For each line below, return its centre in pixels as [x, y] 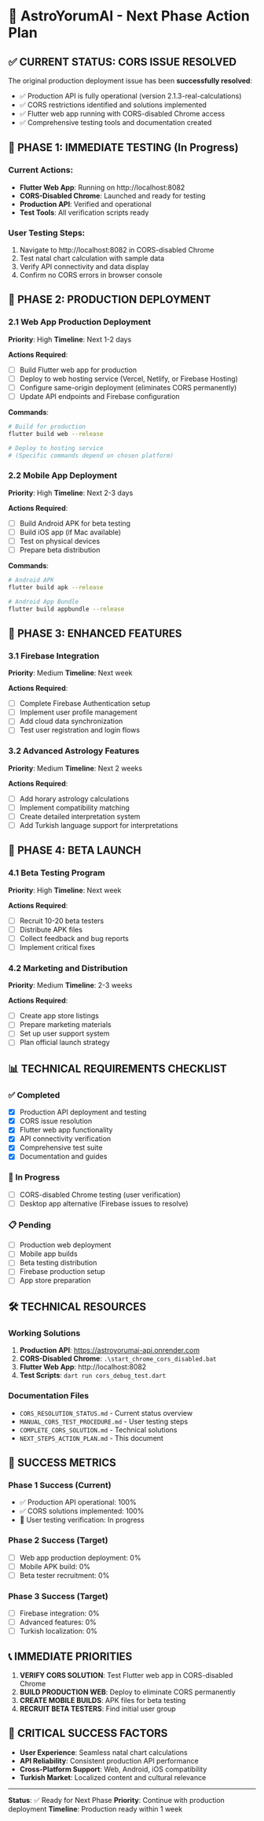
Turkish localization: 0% [59, 1631]
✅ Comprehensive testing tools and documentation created [115, 122]
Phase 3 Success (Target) [58, 1596]
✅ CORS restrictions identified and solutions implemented [113, 105]
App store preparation [55, 1280]
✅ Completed [34, 1095]
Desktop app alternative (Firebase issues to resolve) [104, 1203]
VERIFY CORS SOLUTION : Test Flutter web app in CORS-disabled [126, 1675]
